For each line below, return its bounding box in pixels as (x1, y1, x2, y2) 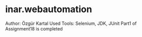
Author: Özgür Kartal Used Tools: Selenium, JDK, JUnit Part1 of (5, 20, 137, 26)
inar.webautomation (5, 4, 92, 15)
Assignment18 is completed (5, 25, 63, 31)
